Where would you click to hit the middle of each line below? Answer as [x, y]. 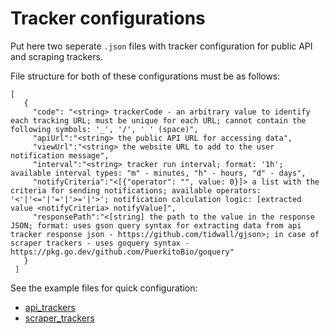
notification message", [60, 155]
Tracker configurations [108, 18]
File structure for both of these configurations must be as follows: [145, 76]
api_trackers [50, 307]
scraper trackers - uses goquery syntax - [100, 243]
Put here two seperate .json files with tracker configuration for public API [161, 46]
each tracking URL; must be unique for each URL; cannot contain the [158, 120]
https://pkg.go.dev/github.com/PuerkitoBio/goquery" [122, 252]
